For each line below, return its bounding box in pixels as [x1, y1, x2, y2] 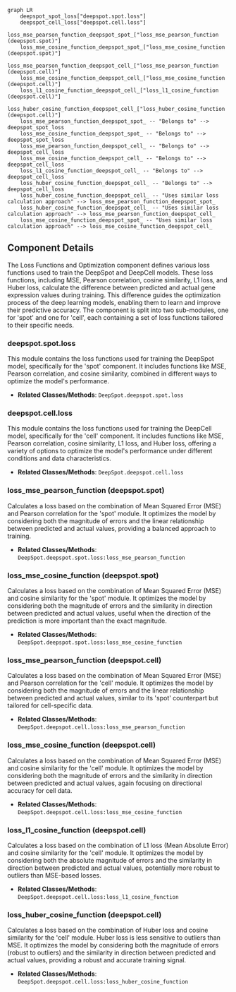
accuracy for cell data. [7, 786, 73, 794]
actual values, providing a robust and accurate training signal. [7, 956, 187, 964]
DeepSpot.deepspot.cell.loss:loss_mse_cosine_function [17, 808, 182, 815]
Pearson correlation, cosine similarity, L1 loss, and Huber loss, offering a [7, 439, 217, 448]
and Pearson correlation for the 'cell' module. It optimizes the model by [7, 679, 213, 688]
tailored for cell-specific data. [7, 701, 94, 710]
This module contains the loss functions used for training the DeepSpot [7, 354, 215, 363]
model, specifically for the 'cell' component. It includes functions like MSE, [7, 431, 224, 441]
